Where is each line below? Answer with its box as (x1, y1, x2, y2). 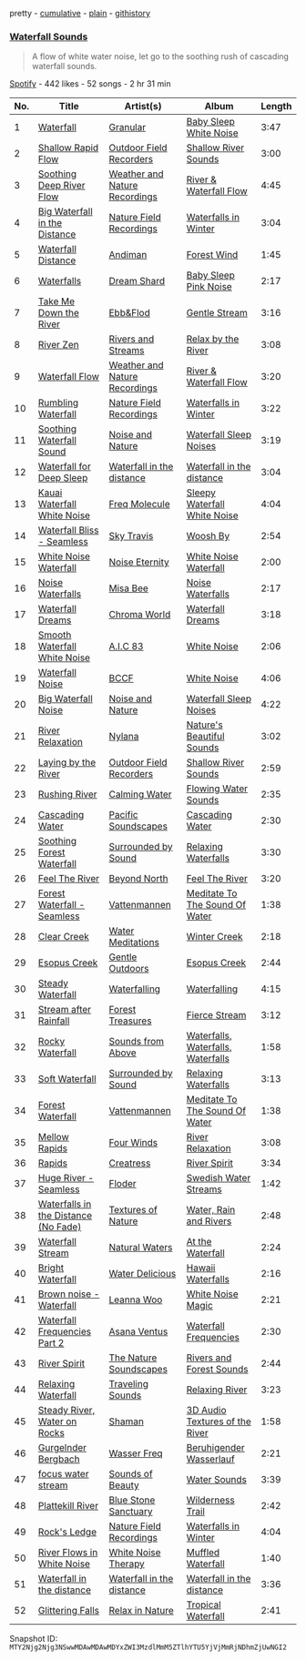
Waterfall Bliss (37, 524, 99, 536)
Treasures (108, 1014, 152, 1027)
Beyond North (108, 872, 168, 885)
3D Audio (186, 1404, 227, 1417)
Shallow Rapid (37, 141, 99, 154)
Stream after (37, 1004, 92, 1016)
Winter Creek (186, 931, 243, 943)
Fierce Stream (186, 1009, 247, 1022)
